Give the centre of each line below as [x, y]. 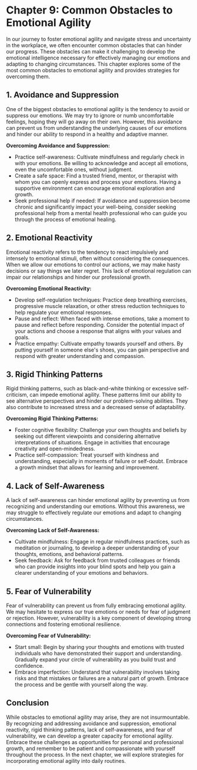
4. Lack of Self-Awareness [55, 486]
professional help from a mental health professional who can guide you [101, 213]
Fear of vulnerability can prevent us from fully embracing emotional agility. [96, 605]
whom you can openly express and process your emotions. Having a [98, 182]
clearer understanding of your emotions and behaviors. [81, 573]
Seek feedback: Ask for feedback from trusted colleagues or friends [97, 560]
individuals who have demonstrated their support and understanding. [98, 653]
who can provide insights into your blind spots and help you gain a [95, 567]
